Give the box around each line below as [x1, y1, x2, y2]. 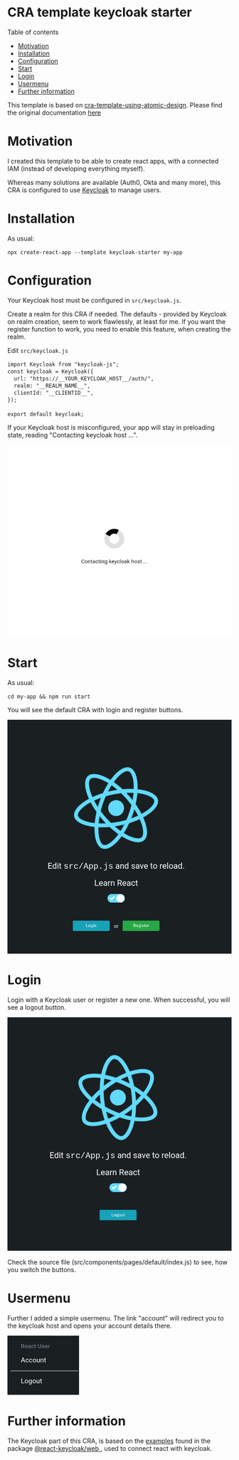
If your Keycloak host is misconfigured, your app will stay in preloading [7, 423, 215, 431]
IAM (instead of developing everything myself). [7, 164, 145, 173]
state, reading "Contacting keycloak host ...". [7, 430, 138, 439]
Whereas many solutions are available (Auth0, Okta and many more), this [7, 178, 221, 186]
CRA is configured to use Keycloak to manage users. [7, 186, 161, 194]
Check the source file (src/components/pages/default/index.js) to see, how [7, 1257, 228, 1266]
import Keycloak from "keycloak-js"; [7, 361, 119, 368]
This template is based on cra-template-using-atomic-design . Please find [7, 100, 223, 109]
